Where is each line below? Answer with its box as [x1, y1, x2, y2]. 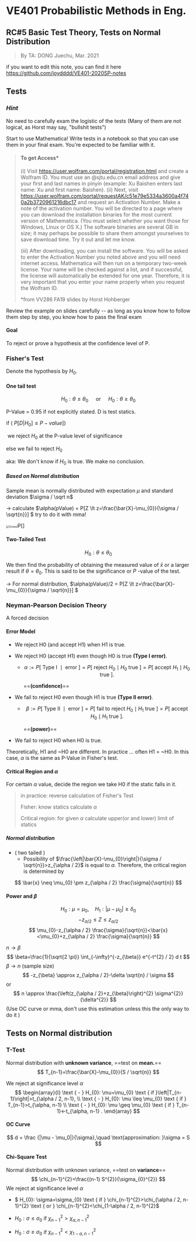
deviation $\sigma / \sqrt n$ [6, 493, 73, 501]
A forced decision [6, 614, 49, 621]
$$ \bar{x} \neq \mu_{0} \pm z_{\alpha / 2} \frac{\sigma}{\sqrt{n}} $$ [14, 879, 183, 886]
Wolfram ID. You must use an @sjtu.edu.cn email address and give [20, 174, 181, 181]
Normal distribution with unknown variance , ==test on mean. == [6, 1059, 162, 1066]
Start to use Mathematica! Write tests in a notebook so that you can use [6, 135, 178, 142]
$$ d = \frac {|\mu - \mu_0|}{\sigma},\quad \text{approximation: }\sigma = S [6, 1134, 190, 1141]
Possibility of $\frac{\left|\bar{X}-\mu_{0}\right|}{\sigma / [23, 855, 162, 862]
